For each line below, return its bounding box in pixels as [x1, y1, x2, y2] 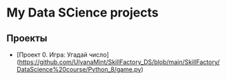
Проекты [6, 32, 48, 44]
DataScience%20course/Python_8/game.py [16, 66, 141, 73]
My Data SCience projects [6, 5, 159, 21]
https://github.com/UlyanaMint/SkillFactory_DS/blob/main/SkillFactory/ [19, 58, 220, 66]
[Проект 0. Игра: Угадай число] [16, 50, 109, 59]
